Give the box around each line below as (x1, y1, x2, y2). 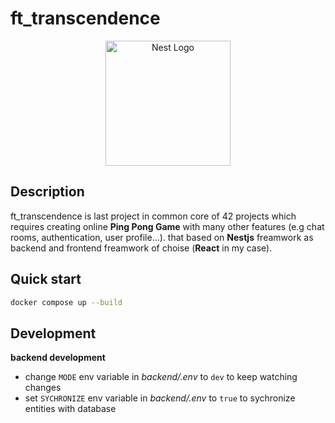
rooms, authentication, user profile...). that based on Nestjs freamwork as (10, 231, 314, 243)
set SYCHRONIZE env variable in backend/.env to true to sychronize (24, 392, 296, 404)
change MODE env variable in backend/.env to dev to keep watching (24, 371, 298, 383)
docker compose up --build (10, 297, 123, 307)
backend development (10, 352, 106, 364)
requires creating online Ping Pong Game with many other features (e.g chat (10, 220, 325, 232)
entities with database (24, 403, 117, 415)
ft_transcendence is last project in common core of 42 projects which (10, 210, 297, 222)
